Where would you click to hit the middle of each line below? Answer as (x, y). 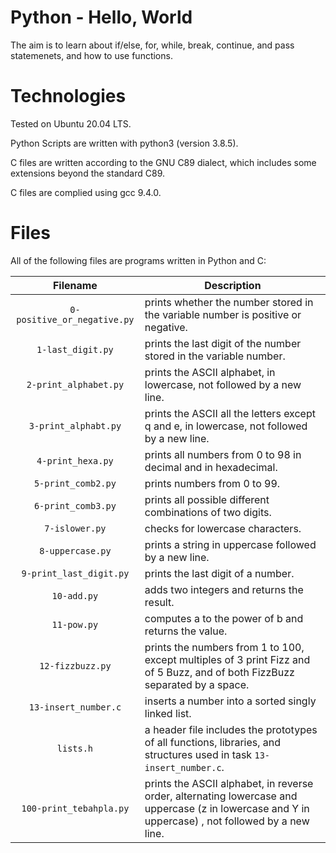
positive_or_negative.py (75, 319)
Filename (75, 285)
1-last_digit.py (75, 349)
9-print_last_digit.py (75, 573)
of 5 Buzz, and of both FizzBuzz (219, 672)
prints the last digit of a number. (219, 573)
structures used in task (198, 754)
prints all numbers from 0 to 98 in (223, 454)
